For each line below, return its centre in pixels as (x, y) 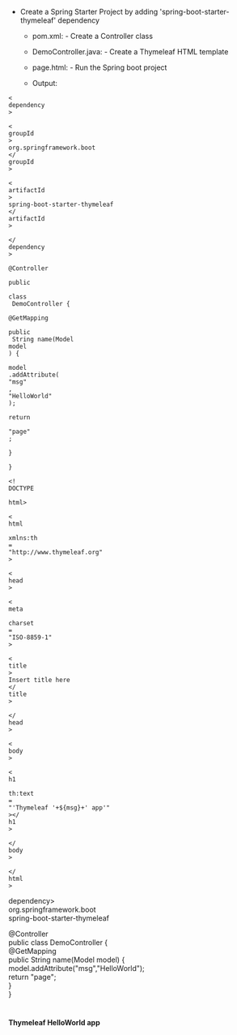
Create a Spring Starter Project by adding (89, 12)
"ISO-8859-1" (30, 638)
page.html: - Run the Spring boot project (99, 67)
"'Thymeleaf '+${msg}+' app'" (59, 808)
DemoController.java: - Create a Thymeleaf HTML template (130, 52)
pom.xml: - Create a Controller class (93, 36)
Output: (45, 83)
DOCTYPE (21, 488)
